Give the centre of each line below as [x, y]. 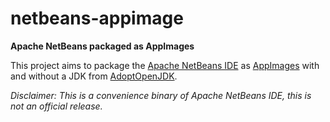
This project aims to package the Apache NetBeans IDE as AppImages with [165, 65]
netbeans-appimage [97, 18]
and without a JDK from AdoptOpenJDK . [94, 76]
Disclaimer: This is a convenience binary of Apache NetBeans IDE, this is [161, 95]
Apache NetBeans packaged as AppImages [102, 46]
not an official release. [56, 106]
